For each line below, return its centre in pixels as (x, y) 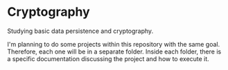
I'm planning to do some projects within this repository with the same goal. (114, 44)
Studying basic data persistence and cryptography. (80, 31)
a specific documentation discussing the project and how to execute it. (108, 58)
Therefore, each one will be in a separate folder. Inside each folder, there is (114, 51)
